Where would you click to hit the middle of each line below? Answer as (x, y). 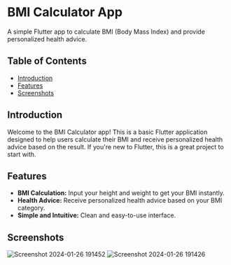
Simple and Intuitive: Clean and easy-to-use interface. (97, 215)
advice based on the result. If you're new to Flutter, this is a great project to (115, 147)
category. (31, 208)
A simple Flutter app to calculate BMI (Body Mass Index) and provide (106, 32)
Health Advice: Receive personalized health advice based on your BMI (120, 201)
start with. (22, 154)
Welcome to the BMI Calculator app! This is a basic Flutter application (107, 132)
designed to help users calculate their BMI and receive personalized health (115, 139)
